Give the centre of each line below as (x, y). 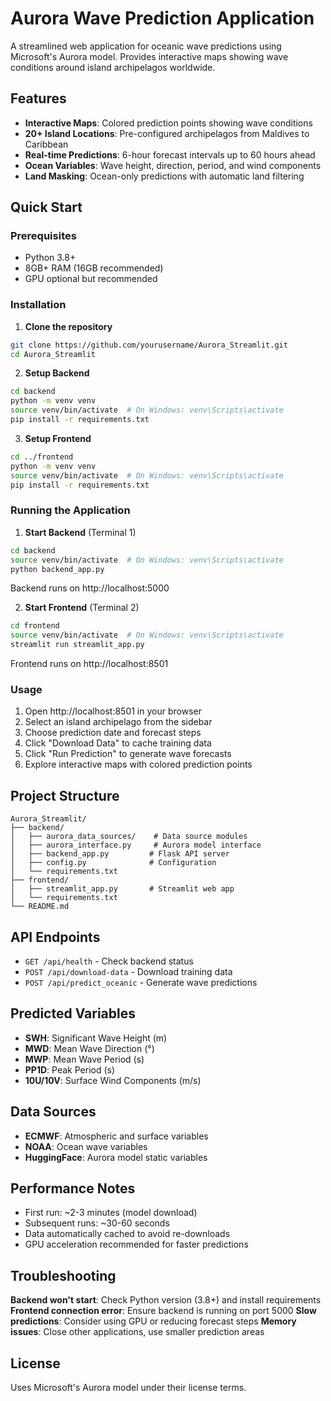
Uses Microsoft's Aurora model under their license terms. (128, 1388)
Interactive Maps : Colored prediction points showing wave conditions (168, 123)
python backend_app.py (57, 569)
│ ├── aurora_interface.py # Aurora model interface (136, 845)
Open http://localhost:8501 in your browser (113, 711)
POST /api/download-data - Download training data (128, 971)
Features (38, 98)
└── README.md (40, 907)
